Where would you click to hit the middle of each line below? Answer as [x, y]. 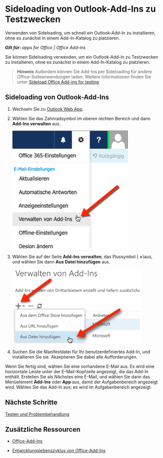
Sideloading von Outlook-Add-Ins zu [81, 9]
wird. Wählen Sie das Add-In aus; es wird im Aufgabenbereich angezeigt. [79, 387]
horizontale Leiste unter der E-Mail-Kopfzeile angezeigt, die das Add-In [77, 371]
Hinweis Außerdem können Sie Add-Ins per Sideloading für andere [84, 71]
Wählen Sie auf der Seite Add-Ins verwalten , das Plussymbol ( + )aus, [82, 257]
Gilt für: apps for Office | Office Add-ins [45, 47]
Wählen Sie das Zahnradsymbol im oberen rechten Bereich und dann [81, 119]
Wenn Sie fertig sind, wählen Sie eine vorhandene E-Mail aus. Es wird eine [80, 366]
